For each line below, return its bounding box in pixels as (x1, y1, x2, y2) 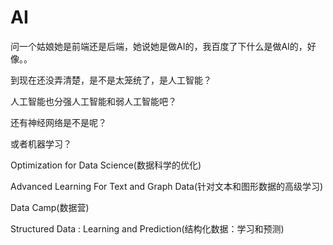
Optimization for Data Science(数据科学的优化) (10, 159, 202, 171)
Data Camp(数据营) (10, 201, 90, 213)
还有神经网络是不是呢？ (10, 116, 107, 128)
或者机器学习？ (10, 137, 72, 150)
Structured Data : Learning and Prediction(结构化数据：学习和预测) (10, 222, 285, 235)
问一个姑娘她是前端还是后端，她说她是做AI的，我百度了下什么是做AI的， (10, 40, 308, 52)
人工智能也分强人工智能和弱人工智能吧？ (10, 95, 177, 107)
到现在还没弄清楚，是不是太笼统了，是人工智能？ (10, 74, 212, 86)
